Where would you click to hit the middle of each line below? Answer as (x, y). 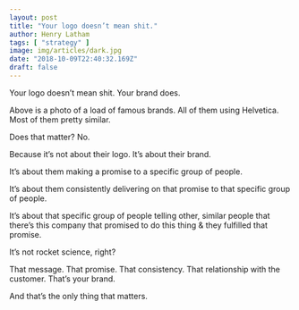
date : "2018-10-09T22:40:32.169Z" (74, 59)
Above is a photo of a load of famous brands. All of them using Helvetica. (144, 110)
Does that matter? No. (50, 137)
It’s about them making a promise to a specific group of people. (126, 172)
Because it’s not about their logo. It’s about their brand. (111, 154)
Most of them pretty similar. (60, 119)
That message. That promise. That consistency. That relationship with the (145, 269)
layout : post (34, 17)
